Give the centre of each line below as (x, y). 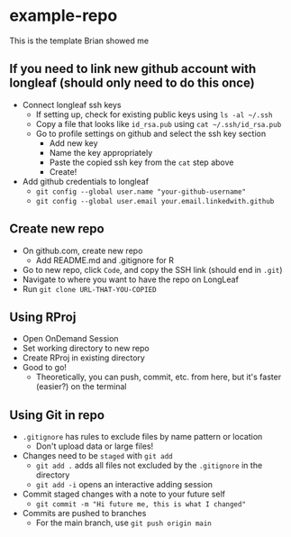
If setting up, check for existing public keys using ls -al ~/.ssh (154, 114)
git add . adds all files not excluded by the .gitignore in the (149, 466)
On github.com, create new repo (82, 250)
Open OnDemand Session (70, 339)
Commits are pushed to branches (84, 514)
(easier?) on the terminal (81, 387)
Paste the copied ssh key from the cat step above (141, 162)
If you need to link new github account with (133, 69)
